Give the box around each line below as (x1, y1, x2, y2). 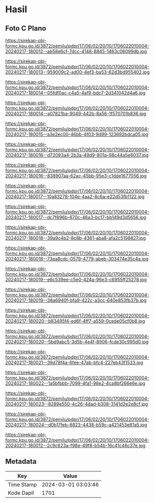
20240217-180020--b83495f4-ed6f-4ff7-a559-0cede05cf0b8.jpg (5, 318, 145, 324)
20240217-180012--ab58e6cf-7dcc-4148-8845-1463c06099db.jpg (5, 49, 147, 54)
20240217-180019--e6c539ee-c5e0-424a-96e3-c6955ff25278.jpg (5, 277, 147, 282)
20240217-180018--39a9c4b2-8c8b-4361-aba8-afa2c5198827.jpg (5, 235, 146, 241)
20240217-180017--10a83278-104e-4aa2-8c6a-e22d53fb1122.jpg (5, 194, 145, 200)
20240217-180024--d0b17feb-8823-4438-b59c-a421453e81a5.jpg (5, 422, 147, 427)
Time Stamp (8, 481, 37, 488)
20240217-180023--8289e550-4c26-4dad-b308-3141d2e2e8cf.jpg (5, 401, 148, 407)
